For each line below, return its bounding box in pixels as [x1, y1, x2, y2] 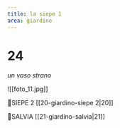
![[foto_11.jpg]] [7, 85, 48, 93]
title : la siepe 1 [7, 10, 62, 18]
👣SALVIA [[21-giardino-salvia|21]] [7, 112, 105, 121]
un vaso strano [7, 71, 52, 80]
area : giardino [7, 17, 53, 24]
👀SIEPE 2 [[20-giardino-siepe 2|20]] [7, 99, 114, 107]
